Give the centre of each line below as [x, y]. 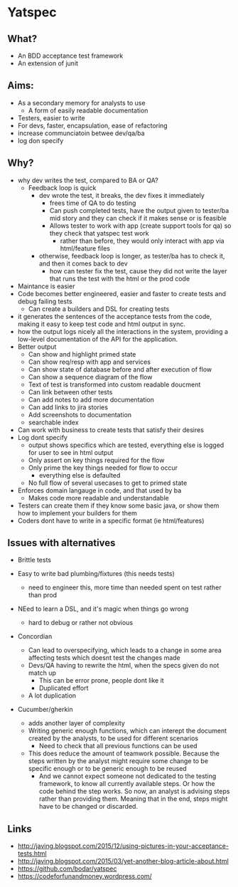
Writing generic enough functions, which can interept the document [128, 731]
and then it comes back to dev [83, 263]
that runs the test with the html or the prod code [120, 278]
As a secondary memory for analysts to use [81, 103]
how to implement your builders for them [77, 513]
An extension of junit [48, 63]
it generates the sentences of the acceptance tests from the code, [114, 316]
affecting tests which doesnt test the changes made [104, 658]
